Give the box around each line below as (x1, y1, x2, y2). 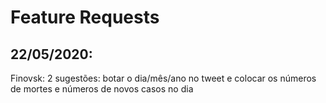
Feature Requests (10, 6, 160, 29)
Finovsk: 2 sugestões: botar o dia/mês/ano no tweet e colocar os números (10, 72, 317, 84)
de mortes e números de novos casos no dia (10, 83, 194, 95)
